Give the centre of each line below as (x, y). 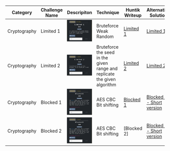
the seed (105, 52)
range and (107, 68)
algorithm (106, 85)
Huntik (133, 10)
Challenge (52, 10)
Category (22, 12)
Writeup (133, 15)
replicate (105, 73)
